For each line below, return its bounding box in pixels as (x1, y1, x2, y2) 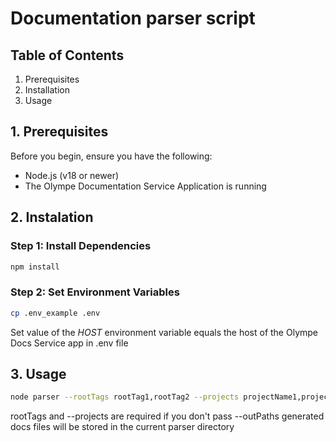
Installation (24, 84, 71, 96)
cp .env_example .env (10, 308, 101, 318)
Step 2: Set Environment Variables (10, 285, 180, 299)
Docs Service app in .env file (10, 337, 129, 349)
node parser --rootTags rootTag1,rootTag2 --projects (10, 392, 240, 402)
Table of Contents (10, 47, 125, 64)
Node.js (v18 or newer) (24, 169, 120, 181)
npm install (10, 262, 60, 272)
